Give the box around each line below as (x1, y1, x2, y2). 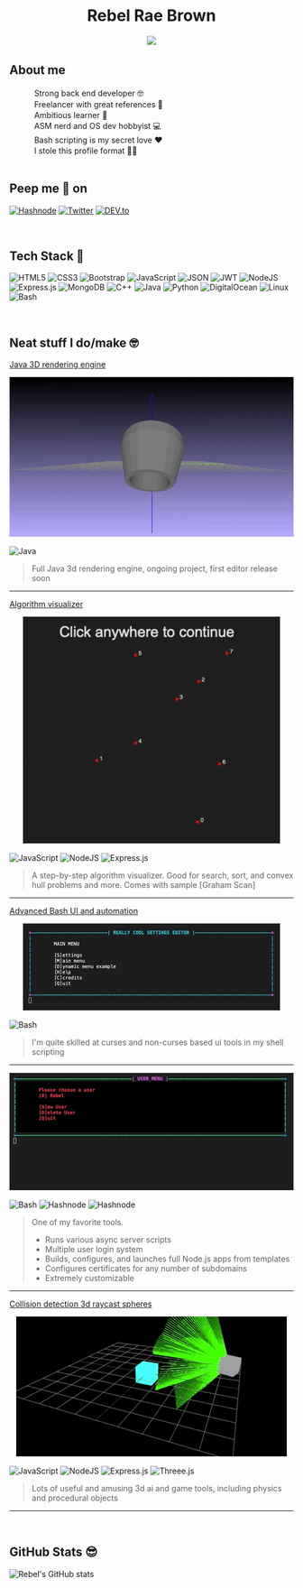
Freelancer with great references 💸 (33, 98, 164, 109)
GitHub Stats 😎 (9, 1545, 98, 1560)
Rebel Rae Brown (87, 5, 216, 26)
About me (9, 62, 66, 78)
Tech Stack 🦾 (9, 248, 85, 263)
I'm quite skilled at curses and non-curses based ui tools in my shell (31, 1037, 284, 1048)
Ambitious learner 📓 (33, 109, 108, 120)
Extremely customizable (44, 1272, 135, 1283)
